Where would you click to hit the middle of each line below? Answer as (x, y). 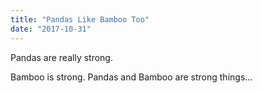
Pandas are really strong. (61, 57)
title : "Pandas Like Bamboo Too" (80, 19)
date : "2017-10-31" (51, 29)
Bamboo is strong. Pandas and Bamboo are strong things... (131, 77)
